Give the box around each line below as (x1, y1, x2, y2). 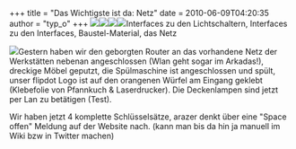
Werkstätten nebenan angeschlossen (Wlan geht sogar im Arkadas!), (9, 56, 265, 66)
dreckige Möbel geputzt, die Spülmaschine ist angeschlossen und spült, (9, 66, 276, 75)
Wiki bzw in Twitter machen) (9, 130, 115, 141)
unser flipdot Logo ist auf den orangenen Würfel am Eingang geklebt (9, 75, 263, 85)
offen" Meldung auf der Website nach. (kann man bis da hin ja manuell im (9, 121, 281, 131)
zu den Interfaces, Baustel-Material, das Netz (9, 28, 178, 39)
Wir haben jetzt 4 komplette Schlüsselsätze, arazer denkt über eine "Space (9, 111, 287, 122)
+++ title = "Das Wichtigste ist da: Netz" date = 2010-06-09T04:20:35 (9, 8, 269, 18)
